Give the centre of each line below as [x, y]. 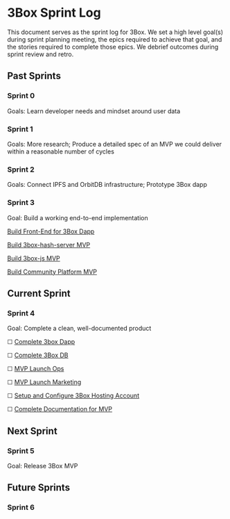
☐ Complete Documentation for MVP [60, 409]
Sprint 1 [20, 129]
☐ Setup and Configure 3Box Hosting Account [73, 396]
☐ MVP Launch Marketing [44, 382]
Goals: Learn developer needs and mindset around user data [94, 111]
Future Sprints [39, 488]
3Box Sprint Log [54, 13]
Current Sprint [39, 293]
